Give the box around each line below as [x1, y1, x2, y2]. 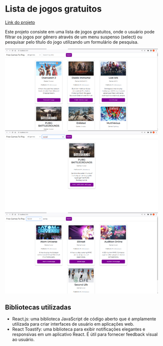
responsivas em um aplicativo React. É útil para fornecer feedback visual [12, 331, 158, 337]
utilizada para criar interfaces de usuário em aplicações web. [12, 321, 134, 327]
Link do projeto [5, 19, 35, 25]
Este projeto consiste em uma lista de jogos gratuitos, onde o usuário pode [5, 29, 155, 34]
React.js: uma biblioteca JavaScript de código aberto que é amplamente [12, 316, 156, 322]
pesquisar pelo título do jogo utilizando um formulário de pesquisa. [5, 39, 139, 45]
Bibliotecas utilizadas [5, 303, 71, 311]
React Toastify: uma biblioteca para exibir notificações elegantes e [12, 326, 146, 332]
